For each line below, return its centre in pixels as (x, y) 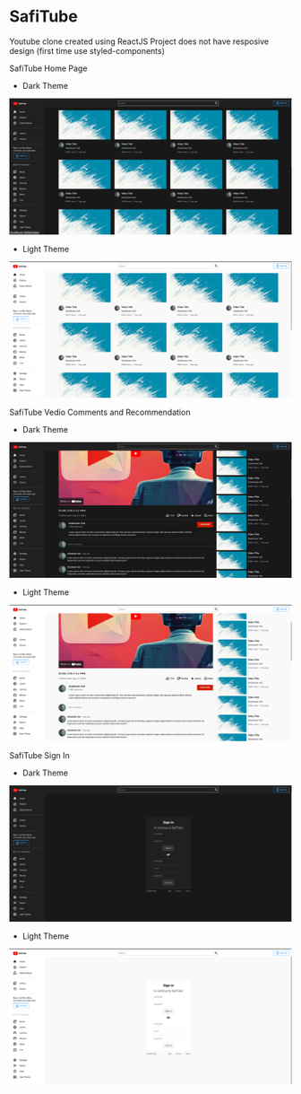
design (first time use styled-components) (87, 50)
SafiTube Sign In (39, 755)
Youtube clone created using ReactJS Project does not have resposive (139, 41)
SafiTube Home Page (48, 68)
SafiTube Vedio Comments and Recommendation (100, 412)
